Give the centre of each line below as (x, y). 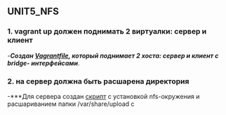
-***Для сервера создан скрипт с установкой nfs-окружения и (104, 96)
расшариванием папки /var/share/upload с (71, 104)
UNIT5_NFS (33, 12)
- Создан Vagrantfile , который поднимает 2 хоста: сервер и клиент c (113, 55)
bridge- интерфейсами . (44, 63)
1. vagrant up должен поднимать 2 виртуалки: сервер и (107, 32)
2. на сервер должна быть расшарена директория (98, 81)
